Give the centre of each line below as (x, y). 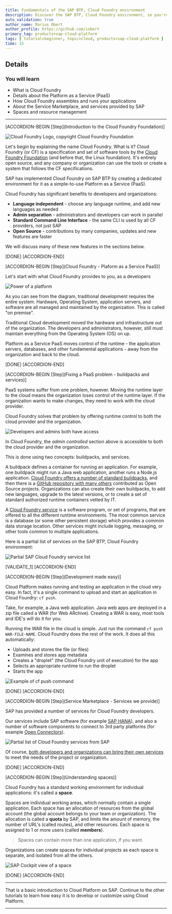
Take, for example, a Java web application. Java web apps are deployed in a (86, 608)
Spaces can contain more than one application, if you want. (80, 840)
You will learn (23, 79)
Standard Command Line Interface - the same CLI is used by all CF (84, 220)
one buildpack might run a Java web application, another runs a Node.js (81, 472)
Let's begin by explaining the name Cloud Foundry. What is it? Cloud (77, 147)
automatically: (20, 639)
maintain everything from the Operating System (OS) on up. (68, 334)
